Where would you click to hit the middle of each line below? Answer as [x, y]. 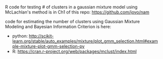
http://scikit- [41, 36]
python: [20, 36]
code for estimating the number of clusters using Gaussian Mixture [73, 22]
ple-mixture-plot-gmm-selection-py [48, 46]
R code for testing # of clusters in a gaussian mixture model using [71, 7]
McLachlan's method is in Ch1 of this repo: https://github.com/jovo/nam [77, 12]
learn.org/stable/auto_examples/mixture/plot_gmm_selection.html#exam [85, 41]
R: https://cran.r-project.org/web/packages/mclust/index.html [74, 51]
